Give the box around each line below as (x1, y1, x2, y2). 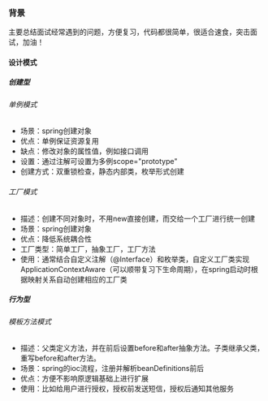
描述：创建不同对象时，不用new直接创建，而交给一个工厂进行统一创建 (19, 213, 256, 223)
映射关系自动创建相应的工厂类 (27, 274, 128, 284)
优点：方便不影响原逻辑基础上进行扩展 (19, 373, 149, 383)
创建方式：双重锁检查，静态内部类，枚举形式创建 (19, 166, 184, 176)
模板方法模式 (8, 317, 51, 326)
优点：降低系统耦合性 (19, 234, 92, 244)
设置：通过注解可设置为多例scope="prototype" (19, 157, 178, 166)
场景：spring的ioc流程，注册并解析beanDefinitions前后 (19, 364, 205, 373)
